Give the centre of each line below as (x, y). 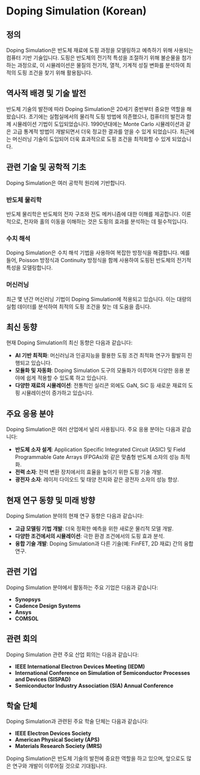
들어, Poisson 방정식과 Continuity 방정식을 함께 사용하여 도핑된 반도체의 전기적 (99, 260)
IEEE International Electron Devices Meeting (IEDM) (80, 666)
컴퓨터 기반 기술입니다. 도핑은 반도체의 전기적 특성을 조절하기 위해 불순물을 (93, 58)
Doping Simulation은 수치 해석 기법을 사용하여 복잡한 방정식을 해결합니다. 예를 (98, 253)
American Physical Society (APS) (57, 740)
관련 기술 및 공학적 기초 (46, 167)
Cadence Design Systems (48, 606)
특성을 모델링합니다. (29, 268)
